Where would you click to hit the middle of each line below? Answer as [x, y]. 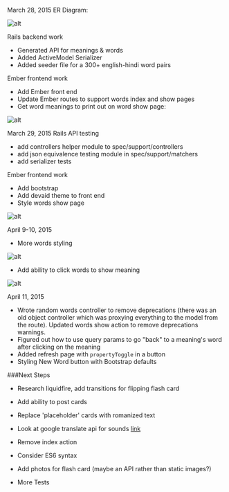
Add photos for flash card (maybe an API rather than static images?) [114, 469]
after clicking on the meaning [59, 347]
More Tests [33, 482]
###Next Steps [29, 375]
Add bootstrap [38, 188]
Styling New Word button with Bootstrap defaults [87, 362]
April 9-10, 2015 [29, 230]
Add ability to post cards [52, 402]
